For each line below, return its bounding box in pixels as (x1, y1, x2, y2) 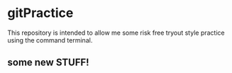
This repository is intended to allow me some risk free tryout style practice (7, 28, 225, 37)
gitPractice (7, 5, 74, 21)
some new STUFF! (7, 57, 90, 69)
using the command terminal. (7, 35, 93, 44)
